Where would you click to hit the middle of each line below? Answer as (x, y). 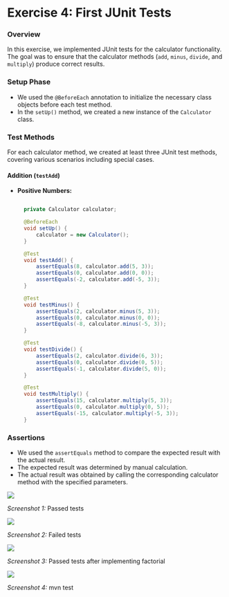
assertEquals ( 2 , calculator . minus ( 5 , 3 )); (98, 311)
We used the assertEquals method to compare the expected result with (119, 452)
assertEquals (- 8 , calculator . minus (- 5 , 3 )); (101, 324)
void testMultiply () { (56, 394)
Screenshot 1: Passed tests (46, 508)
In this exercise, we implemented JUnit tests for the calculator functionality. (114, 49)
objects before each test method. (65, 104)
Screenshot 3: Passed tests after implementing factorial (86, 561)
